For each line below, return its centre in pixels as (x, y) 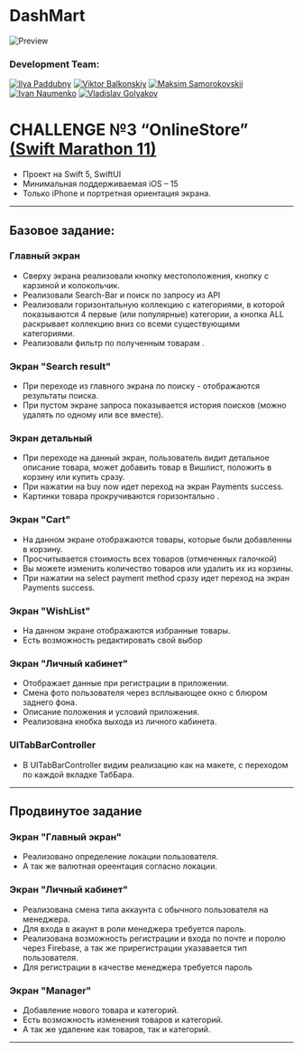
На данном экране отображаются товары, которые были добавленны (157, 540)
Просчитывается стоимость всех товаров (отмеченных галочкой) (150, 559)
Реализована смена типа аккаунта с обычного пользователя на (145, 909)
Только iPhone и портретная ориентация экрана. (117, 193)
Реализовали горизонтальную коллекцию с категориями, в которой (154, 305)
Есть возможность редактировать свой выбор (112, 640)
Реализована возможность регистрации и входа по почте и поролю (154, 938)
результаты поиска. (60, 396)
